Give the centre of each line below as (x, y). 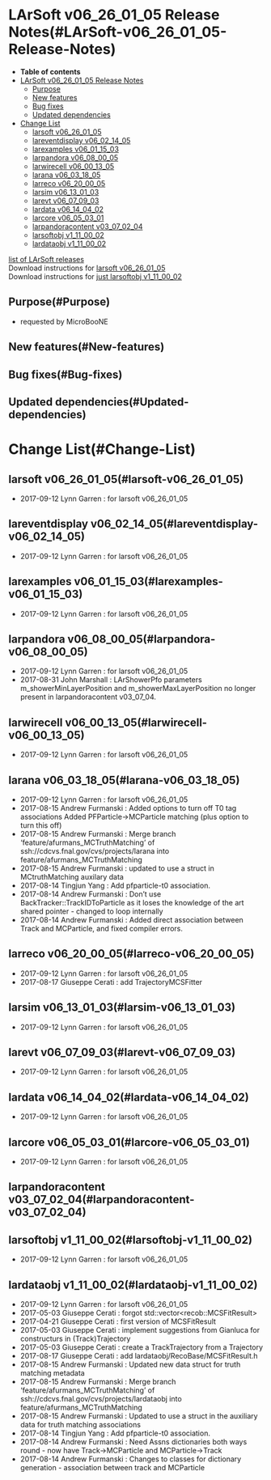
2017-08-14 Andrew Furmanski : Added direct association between (132, 919)
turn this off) (41, 825)
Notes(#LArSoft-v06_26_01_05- (118, 32)
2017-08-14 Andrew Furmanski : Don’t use (91, 894)
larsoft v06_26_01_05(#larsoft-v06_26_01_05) (126, 479)
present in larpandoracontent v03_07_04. (88, 697)
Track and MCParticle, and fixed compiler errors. (102, 928)
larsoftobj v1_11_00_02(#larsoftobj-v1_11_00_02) (131, 1240)
